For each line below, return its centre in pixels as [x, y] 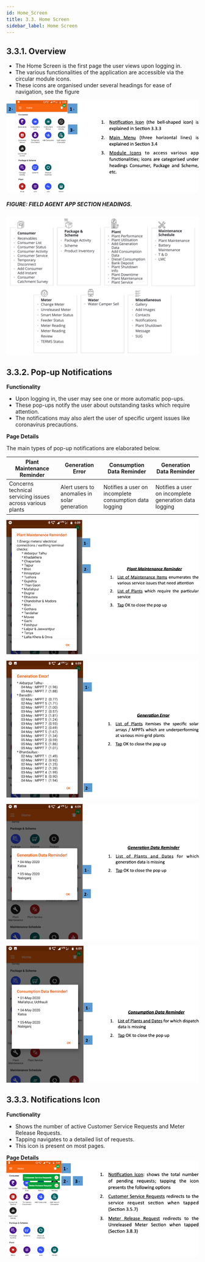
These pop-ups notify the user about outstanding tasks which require [103, 405]
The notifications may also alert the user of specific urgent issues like [103, 418]
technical [20, 490]
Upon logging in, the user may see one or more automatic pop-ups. [100, 399]
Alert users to [77, 487]
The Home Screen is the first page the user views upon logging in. [98, 66]
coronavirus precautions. [46, 425]
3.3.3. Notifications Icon [53, 1100]
